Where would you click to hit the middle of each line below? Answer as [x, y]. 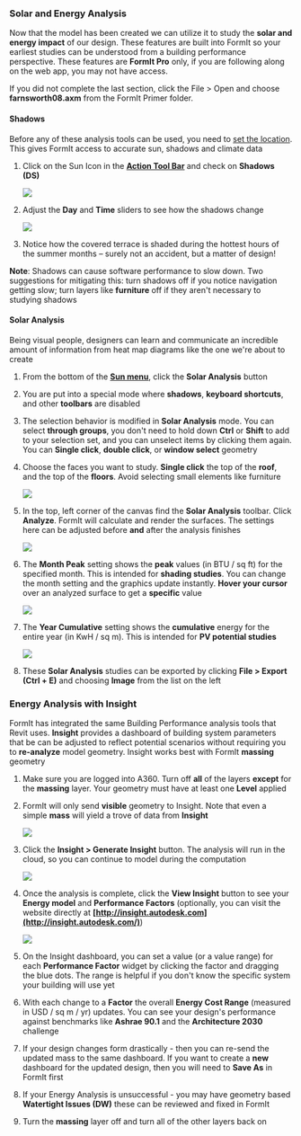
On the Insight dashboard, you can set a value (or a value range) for [148, 956]
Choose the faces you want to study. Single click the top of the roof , [150, 466]
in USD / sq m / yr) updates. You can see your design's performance [149, 1012]
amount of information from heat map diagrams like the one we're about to [147, 350]
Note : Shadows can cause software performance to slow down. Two [136, 271]
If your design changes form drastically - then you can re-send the [146, 1048]
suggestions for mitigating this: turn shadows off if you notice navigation [143, 280]
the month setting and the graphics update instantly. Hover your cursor [155, 583]
